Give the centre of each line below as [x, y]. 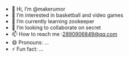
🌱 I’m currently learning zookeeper [53, 21]
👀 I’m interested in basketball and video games [67, 15]
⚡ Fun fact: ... [27, 49]
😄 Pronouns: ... [30, 42]
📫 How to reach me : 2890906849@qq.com [64, 34]
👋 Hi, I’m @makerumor [38, 9]
